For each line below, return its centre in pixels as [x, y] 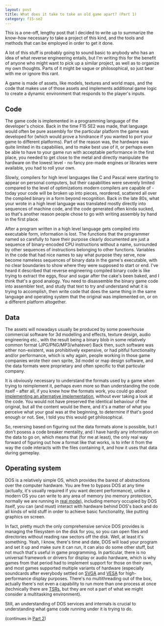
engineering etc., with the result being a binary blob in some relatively [75, 340]
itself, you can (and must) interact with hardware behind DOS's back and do [82, 506]
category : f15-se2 [24, 19]
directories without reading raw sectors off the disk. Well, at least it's [74, 537]
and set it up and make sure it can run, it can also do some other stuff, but [80, 547]
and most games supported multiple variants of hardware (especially [74, 568]
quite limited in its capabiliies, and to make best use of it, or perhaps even [79, 147]
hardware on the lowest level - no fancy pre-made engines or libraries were [81, 163]
